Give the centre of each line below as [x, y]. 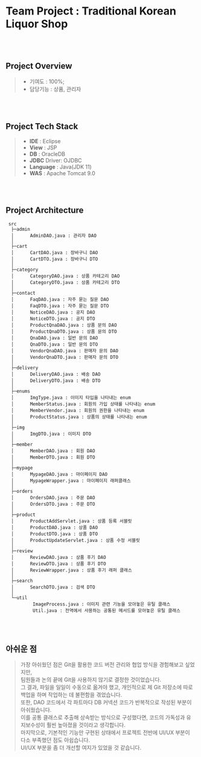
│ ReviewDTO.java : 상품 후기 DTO [59, 564]
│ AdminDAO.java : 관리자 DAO [54, 236]
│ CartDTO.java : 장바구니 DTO [55, 259]
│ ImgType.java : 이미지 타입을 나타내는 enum [71, 398]
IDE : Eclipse [45, 141]
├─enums [21, 391]
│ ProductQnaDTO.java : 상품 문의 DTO [64, 332]
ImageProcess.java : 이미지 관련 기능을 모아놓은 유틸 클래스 [101, 604]
